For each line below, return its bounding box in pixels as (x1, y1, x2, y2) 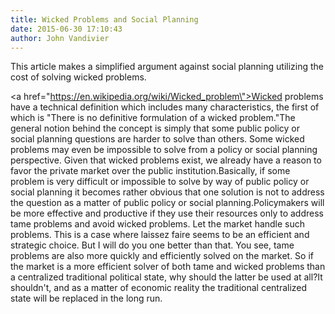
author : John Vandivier (10, 33, 110, 43)
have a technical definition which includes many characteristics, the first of (10, 101, 320, 113)
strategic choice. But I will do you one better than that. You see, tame (10, 239, 295, 251)
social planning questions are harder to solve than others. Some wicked (10, 133, 305, 145)
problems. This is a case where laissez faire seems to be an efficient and (10, 229, 310, 241)
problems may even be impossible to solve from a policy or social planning (10, 144, 318, 156)
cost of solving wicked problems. (10, 71, 147, 83)
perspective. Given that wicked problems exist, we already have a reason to (10, 154, 322, 166)
